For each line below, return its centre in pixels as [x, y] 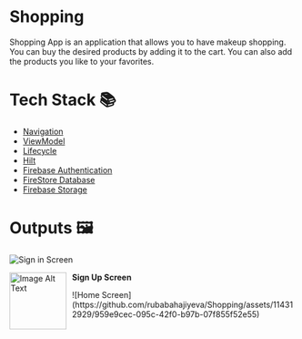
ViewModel [44, 141]
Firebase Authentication [67, 169]
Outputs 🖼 [51, 228]
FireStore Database [59, 180]
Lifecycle [40, 150]
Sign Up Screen [102, 277]
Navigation [43, 131]
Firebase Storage [55, 190]
